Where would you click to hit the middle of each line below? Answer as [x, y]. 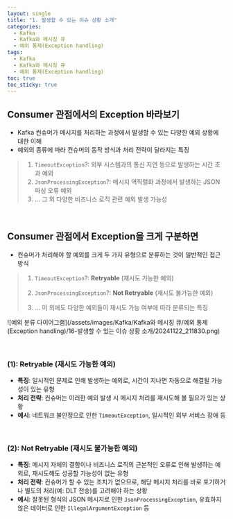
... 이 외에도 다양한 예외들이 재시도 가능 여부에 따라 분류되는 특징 [121, 307]
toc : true [21, 78]
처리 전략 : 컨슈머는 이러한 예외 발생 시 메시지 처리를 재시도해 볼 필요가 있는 [118, 398]
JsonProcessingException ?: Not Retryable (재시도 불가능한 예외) [124, 293]
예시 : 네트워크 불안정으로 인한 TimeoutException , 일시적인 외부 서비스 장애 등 [121, 415]
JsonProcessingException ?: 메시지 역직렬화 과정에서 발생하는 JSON [127, 182]
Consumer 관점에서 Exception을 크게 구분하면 [103, 237]
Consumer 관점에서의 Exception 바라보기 [94, 114]
